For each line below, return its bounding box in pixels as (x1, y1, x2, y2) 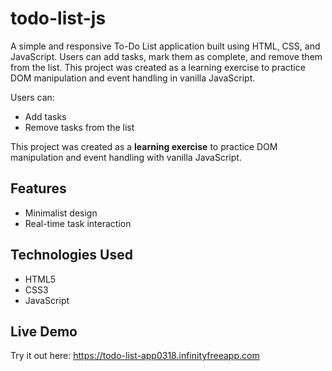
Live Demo (10, 323, 78, 340)
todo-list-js (10, 7, 107, 30)
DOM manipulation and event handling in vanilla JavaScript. (10, 72, 256, 84)
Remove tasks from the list (24, 121, 135, 133)
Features (10, 180, 67, 197)
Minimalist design (24, 207, 98, 219)
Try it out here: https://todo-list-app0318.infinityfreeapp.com (10, 350, 260, 362)
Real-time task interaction (24, 217, 132, 229)
